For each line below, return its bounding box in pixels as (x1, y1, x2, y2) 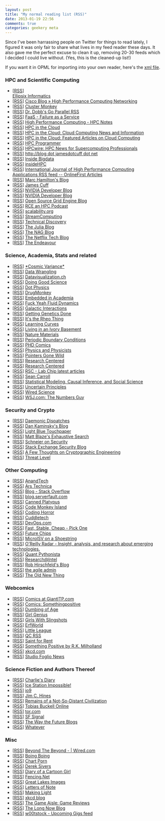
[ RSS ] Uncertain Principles (12, 384, 66, 390)
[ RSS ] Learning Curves (12, 321, 59, 327)
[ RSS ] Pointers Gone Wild (12, 352, 65, 358)
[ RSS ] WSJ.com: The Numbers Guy (12, 394, 85, 400)
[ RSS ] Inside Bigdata (12, 156, 54, 162)
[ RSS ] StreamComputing (12, 214, 63, 219)
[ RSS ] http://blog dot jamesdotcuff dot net (12, 151, 98, 157)
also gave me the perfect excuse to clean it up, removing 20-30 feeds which (5, 50, 161, 56)
